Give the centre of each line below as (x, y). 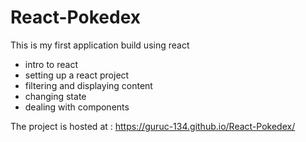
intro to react (51, 64)
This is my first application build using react (100, 45)
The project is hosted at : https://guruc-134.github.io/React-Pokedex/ (153, 126)
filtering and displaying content (88, 85)
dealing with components (77, 107)
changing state (55, 96)
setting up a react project (77, 75)
